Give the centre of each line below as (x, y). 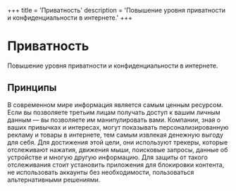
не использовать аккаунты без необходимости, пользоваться (101, 172)
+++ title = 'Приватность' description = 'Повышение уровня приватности (116, 10)
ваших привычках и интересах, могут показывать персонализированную (118, 127)
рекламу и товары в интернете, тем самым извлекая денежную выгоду (116, 135)
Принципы (32, 88)
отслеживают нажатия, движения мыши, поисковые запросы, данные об (118, 149)
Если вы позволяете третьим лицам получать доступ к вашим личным (114, 112)
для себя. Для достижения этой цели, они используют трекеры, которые (118, 142)
